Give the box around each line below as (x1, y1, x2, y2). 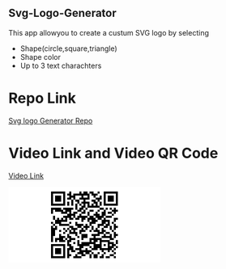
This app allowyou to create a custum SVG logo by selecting (8, 27, 209, 37)
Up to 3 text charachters (19, 61, 102, 70)
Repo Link (8, 89, 77, 107)
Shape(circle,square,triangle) (19, 44, 117, 53)
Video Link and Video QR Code (8, 144, 219, 162)
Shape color (19, 52, 62, 61)
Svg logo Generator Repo (8, 116, 93, 125)
